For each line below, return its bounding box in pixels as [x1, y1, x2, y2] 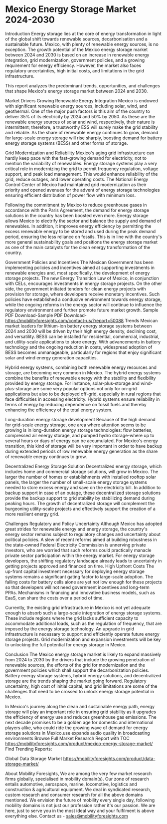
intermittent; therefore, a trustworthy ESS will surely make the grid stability [5, 124, 158, 130]
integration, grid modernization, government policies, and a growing [5, 57, 145, 63]
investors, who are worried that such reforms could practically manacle [5, 547, 152, 553]
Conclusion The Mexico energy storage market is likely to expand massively [5, 651, 162, 657]
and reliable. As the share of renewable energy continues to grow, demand [5, 129, 159, 135]
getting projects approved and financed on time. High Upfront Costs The [5, 563, 155, 569]
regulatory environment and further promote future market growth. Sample [5, 307, 159, 313]
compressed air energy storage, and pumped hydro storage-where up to [5, 432, 155, 438]
